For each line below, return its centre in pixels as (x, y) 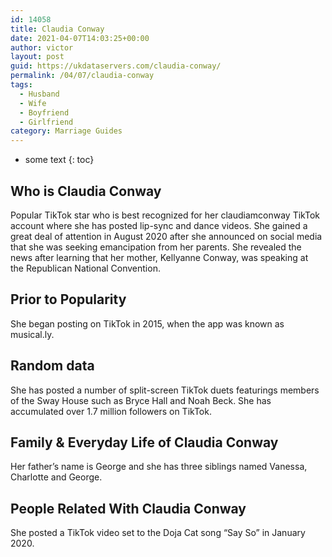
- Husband (39, 94)
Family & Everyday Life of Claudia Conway (144, 442)
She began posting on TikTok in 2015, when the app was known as (147, 323)
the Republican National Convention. (85, 268)
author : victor (42, 47)
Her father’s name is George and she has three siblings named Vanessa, (159, 467)
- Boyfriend (44, 112)
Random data (52, 366)
